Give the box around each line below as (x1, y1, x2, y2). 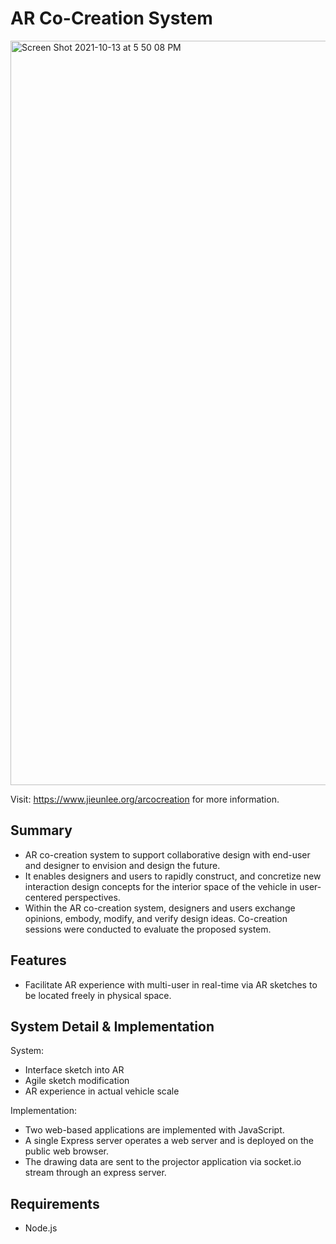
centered (24, 891, 63, 903)
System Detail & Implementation (10, 1018, 215, 1035)
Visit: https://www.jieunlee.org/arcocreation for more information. (10, 793, 280, 805)
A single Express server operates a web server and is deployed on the (24, 1135, 315, 1147)
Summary (10, 822, 73, 839)
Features (10, 952, 67, 969)
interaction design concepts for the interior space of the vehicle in (24, 880, 298, 892)
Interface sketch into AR (24, 1064, 125, 1076)
